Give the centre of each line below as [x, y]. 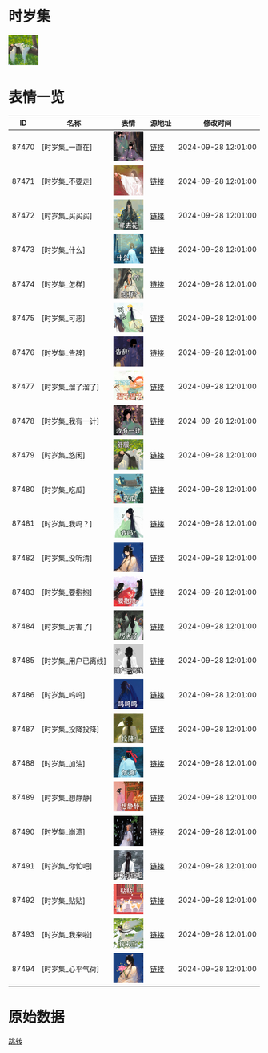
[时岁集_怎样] [63, 284]
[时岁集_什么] [63, 250]
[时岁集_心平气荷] [70, 969]
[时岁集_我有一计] [70, 421]
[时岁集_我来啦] [67, 934]
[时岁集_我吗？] [67, 523]
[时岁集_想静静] [67, 797]
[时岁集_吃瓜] [63, 490]
